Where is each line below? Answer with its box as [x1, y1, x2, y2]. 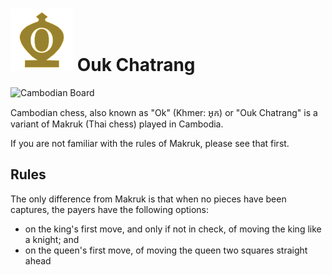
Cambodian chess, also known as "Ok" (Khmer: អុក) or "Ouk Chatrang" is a [10, 106, 318, 118]
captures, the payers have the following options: [10, 203, 210, 215]
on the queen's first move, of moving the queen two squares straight [24, 244, 308, 256]
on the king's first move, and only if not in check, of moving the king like [24, 223, 322, 235]
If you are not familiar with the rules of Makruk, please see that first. [10, 137, 290, 149]
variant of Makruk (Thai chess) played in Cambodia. [10, 118, 224, 130]
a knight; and [24, 233, 80, 245]
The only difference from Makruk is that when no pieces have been [10, 193, 287, 205]
